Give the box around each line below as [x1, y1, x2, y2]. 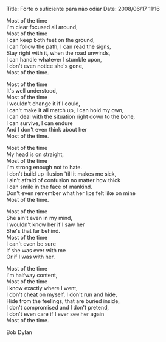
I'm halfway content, [6, 271, 58, 279]
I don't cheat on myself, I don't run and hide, [6, 291, 117, 298]
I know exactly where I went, [6, 285, 78, 291]
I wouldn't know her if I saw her [6, 221, 85, 228]
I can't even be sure [6, 240, 57, 248]
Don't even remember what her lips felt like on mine [6, 190, 136, 197]
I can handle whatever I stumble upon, [6, 56, 102, 63]
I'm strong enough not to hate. [6, 164, 83, 171]
